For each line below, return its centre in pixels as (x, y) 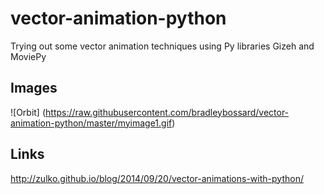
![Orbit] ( (28, 112)
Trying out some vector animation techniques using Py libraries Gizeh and (162, 46)
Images (34, 88)
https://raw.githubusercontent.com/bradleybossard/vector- (167, 112)
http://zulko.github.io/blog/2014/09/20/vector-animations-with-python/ (157, 178)
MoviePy (28, 56)
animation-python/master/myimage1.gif (91, 123)
